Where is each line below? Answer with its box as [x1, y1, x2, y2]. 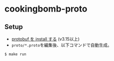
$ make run [4, 52, 27, 57]
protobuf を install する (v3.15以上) [11, 36, 80, 42]
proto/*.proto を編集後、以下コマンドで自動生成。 [11, 42, 112, 48]
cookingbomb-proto [4, 3, 87, 15]
